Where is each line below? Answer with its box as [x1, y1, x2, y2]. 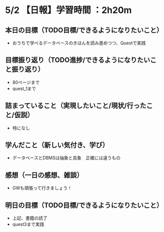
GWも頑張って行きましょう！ [12, 185, 72, 191]
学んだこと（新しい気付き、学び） [5, 141, 109, 150]
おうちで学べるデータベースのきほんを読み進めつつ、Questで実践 [12, 40, 146, 46]
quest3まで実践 [12, 222, 45, 228]
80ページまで [12, 79, 40, 85]
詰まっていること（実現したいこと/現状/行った [5, 101, 147, 110]
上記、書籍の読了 [12, 215, 48, 221]
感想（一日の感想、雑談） [5, 171, 83, 179]
